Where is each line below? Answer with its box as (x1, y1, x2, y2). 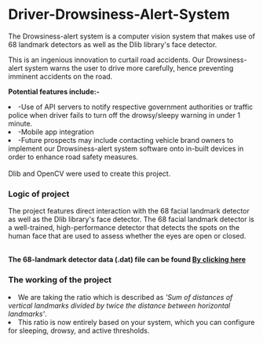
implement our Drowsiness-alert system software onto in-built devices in (8, 144, 244, 153)
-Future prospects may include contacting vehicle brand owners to (18, 135, 234, 144)
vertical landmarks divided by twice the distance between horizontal (8, 301, 231, 310)
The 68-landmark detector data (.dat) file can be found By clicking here (8, 255, 246, 265)
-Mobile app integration (18, 127, 94, 137)
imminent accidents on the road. (8, 71, 113, 81)
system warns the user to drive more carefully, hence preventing (24, 63, 234, 72)
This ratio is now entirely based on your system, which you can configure (18, 317, 255, 327)
